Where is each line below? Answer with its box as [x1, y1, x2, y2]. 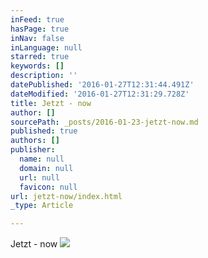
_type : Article [10, 201, 74, 211]
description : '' [10, 71, 78, 81]
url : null [19, 172, 60, 183]
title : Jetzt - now [10, 98, 92, 108]
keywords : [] [10, 61, 65, 71]
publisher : [10, 145, 56, 155]
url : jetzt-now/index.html [10, 191, 123, 201]
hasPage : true [10, 24, 70, 34]
